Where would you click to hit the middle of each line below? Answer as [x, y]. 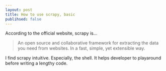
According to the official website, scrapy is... [51, 33]
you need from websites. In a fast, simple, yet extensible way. [81, 48]
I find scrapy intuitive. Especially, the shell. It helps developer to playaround [83, 58]
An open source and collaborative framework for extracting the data [88, 43]
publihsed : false [23, 19]
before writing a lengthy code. [36, 63]
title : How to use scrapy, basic [40, 14]
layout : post [19, 10]
